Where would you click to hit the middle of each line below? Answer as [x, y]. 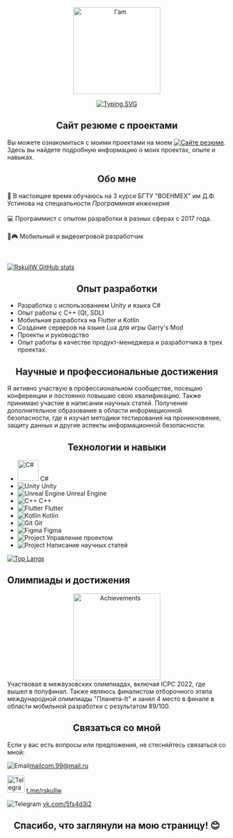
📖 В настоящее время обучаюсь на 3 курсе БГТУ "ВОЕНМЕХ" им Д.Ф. [111, 196]
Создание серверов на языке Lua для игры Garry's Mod [100, 328]
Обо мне [117, 179]
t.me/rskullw [44, 790]
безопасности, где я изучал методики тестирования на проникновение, [114, 418]
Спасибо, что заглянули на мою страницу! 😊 [117, 826]
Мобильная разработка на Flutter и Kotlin [78, 320]
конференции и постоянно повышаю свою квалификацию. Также [104, 396]
